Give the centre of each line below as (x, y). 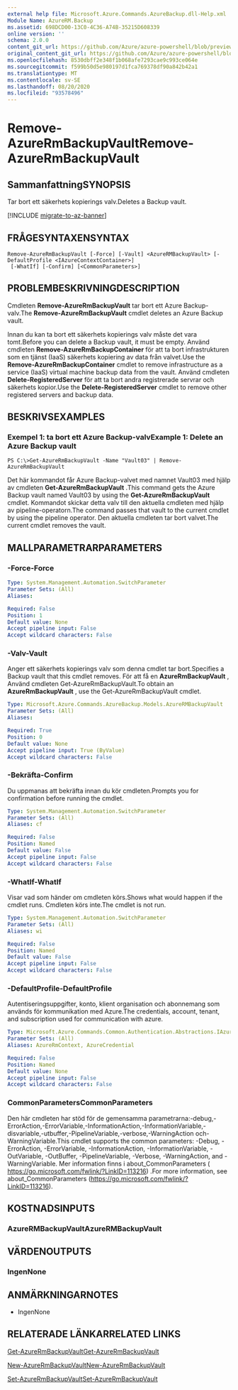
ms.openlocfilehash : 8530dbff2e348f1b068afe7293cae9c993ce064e (103, 60)
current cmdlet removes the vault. (57, 526)
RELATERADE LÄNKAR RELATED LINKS (94, 1334)
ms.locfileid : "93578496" (45, 93)
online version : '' (36, 34)
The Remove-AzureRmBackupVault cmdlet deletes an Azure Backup (121, 313)
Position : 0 (25, 737)
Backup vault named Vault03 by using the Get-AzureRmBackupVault (109, 495)
